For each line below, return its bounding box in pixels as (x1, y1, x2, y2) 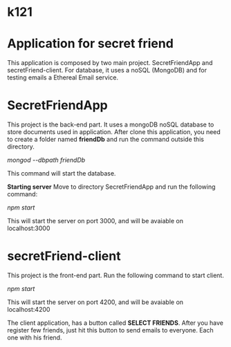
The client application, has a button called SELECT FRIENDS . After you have (7, 319, 223, 327)
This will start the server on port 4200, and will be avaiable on (7, 298, 184, 306)
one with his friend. (7, 333, 62, 341)
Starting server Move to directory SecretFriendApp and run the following (7, 182, 216, 191)
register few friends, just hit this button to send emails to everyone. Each (7, 326, 214, 334)
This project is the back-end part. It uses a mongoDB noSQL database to (7, 120, 214, 129)
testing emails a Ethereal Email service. (7, 73, 119, 82)
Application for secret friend (7, 36, 174, 52)
